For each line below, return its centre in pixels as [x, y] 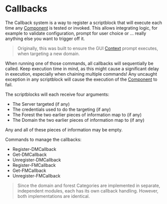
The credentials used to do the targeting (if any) [62, 109]
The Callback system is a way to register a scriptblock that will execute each [84, 23]
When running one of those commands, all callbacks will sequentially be [79, 63]
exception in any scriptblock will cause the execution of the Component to [81, 79]
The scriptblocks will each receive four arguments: [57, 94]
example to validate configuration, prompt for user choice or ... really [76, 33]
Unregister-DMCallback [37, 160]
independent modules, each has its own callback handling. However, [88, 190]
